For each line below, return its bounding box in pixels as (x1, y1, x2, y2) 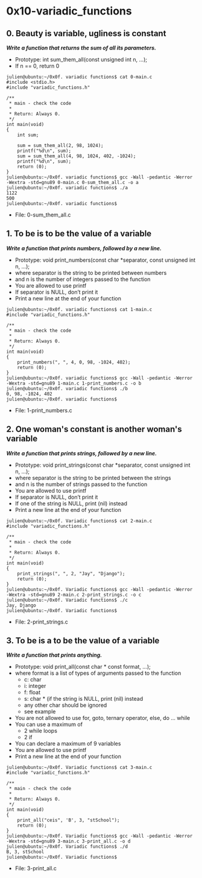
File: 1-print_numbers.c (14, 406, 72, 414)
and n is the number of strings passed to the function (14, 481, 148, 488)
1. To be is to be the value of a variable (6, 229, 152, 239)
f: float (24, 689, 41, 696)
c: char (24, 676, 42, 683)
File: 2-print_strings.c (14, 618, 68, 625)
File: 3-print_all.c (14, 865, 57, 872)
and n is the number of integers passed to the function (14, 276, 151, 283)
